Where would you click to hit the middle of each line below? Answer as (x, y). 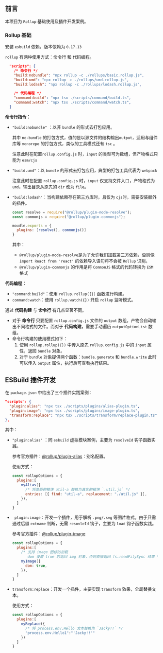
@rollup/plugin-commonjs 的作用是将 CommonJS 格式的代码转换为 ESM (86, 267)
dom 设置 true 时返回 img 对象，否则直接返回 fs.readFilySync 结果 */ (94, 557)
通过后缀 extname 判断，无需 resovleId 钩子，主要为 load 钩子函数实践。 (84, 524)
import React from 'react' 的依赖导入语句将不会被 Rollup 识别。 (85, 261)
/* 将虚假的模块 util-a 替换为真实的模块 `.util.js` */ (78, 490)
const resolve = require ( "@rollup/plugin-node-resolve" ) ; (72, 212)
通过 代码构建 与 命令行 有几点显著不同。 (46, 310)
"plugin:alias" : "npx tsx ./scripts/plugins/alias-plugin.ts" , (74, 406)
